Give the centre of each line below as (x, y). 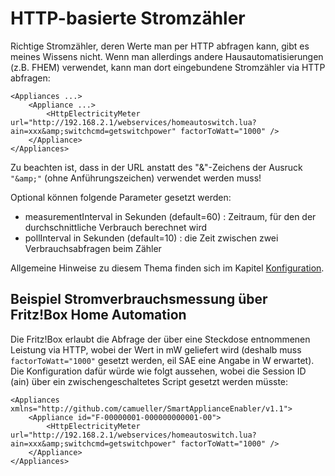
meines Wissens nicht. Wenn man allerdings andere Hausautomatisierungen (167, 56)
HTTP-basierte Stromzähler (128, 18)
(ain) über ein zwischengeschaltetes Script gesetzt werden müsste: (149, 381)
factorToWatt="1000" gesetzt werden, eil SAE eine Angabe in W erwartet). (162, 360)
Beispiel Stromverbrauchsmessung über (139, 299)
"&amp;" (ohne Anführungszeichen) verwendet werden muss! (136, 178)
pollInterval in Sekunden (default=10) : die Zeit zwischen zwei (151, 238)
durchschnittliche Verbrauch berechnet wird (116, 227)
